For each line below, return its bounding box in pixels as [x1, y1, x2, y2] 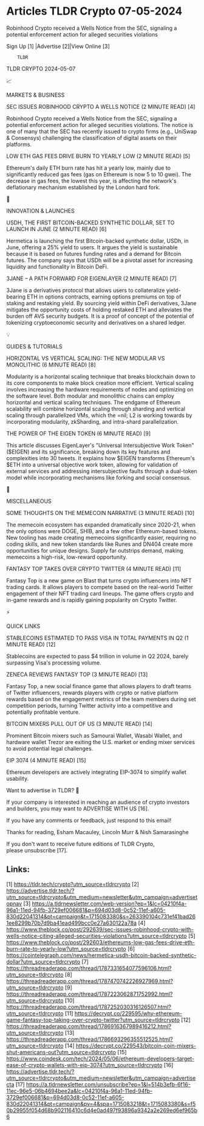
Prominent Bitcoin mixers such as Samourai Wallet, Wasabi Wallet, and [6, 731, 182, 739]
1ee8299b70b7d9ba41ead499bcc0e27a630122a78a [6, 919, 137, 927]
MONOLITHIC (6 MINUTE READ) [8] [6, 361, 96, 368]
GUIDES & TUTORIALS [6, 342, 63, 350]
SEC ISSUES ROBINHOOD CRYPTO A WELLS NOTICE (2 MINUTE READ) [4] [6, 103, 195, 110]
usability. [6, 775, 29, 782]
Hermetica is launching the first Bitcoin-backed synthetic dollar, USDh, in [6, 237, 189, 244]
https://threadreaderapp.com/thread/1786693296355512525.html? [6, 1035, 173, 1043]
